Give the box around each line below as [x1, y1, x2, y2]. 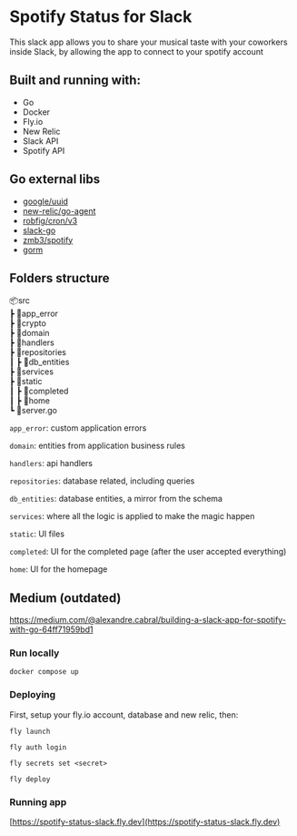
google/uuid [22, 196, 68, 207]
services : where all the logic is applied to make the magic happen [9, 511, 255, 522]
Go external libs [9, 171, 101, 188]
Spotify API [22, 145, 65, 156]
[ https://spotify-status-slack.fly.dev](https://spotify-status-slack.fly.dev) [9, 817, 281, 828]
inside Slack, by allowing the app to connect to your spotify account [9, 46, 263, 56]
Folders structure [9, 270, 111, 286]
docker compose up [9, 668, 79, 677]
